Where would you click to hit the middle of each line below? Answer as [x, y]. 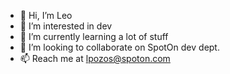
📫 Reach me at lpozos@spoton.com [95, 58]
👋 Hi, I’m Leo [46, 15]
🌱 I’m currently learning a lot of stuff [94, 36]
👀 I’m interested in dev [66, 26]
